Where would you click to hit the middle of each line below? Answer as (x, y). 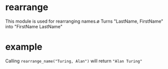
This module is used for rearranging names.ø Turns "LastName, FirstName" (85, 21)
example (24, 47)
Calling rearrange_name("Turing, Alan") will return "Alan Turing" (74, 61)
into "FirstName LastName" (34, 26)
